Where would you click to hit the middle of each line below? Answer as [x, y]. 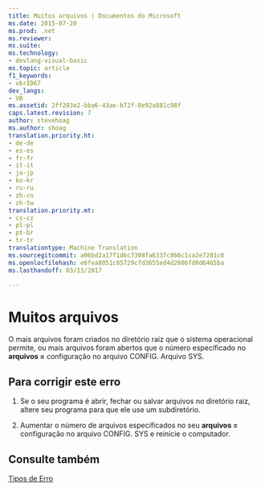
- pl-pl [21, 225]
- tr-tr [21, 241]
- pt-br [21, 233]
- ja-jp [21, 173]
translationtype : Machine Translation [73, 248]
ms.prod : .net [32, 31]
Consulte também [54, 459]
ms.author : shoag [37, 128]
